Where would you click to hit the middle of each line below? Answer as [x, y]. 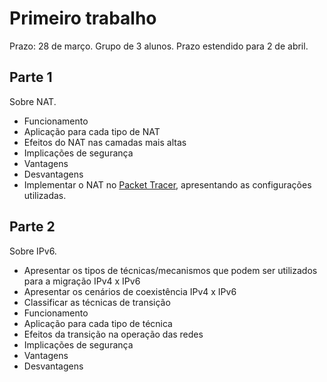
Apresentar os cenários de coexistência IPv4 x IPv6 [130, 291]
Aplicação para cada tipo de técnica [98, 323]
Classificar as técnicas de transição [97, 302]
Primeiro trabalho [83, 18]
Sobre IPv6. [33, 251]
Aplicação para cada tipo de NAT [92, 131]
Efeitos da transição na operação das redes [113, 334]
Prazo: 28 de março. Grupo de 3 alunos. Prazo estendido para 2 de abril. [159, 46]
